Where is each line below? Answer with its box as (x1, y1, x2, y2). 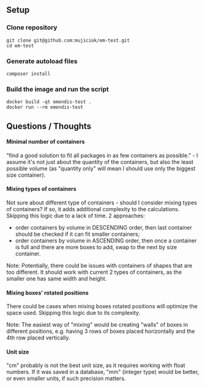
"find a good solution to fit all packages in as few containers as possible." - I (6, 152, 198, 159)
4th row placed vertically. (6, 334, 70, 341)
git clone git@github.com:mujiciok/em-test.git (6, 37, 130, 44)
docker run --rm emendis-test (6, 104, 84, 111)
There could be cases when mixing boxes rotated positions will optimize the (6, 303, 198, 310)
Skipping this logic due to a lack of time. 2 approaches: (6, 212, 145, 220)
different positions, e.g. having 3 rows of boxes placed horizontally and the (6, 328, 195, 335)
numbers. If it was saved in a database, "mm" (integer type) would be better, (6, 368, 199, 376)
